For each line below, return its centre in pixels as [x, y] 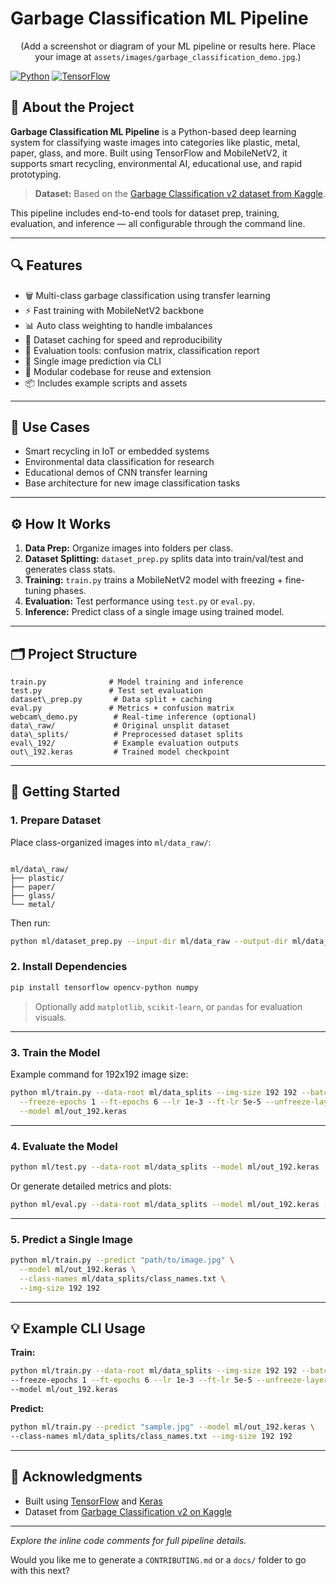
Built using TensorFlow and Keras [93, 1501]
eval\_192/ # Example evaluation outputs [125, 743]
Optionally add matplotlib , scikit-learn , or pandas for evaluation [168, 1006]
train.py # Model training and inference [127, 682]
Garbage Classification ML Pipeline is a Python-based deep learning [153, 131]
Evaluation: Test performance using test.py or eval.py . [140, 601]
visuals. [50, 1017]
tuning [38, 591]
